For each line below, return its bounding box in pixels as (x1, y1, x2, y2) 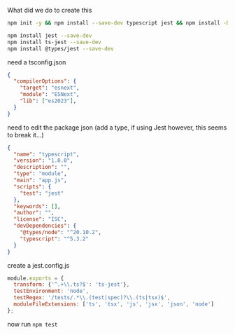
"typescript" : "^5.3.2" (20, 235, 90, 242)
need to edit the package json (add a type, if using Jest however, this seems (7, 123, 227, 132)
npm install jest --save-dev (7, 32, 92, 39)
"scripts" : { (13, 183, 52, 190)
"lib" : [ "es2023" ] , (20, 97, 77, 104)
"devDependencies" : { (13, 222, 77, 230)
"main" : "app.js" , (13, 177, 68, 184)
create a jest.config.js (7, 261, 70, 269)
